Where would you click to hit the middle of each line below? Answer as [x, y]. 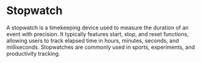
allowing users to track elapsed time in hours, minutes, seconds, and [93, 40]
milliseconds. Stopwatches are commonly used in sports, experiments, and [101, 47]
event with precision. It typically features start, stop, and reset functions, [98, 34]
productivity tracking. [33, 53]
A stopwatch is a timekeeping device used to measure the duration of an [97, 28]
